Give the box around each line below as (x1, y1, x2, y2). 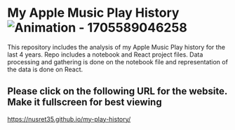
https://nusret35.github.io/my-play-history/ (7, 115, 131, 123)
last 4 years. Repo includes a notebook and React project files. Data (7, 50, 203, 59)
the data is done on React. (7, 65, 83, 73)
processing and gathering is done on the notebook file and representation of (7, 57, 228, 66)
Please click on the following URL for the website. (7, 85, 228, 97)
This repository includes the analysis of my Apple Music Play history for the (7, 43, 226, 51)
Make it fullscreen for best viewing (7, 96, 163, 108)
